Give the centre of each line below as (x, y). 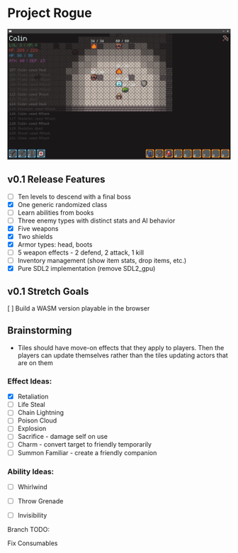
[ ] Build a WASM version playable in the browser (79, 308)
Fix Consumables (33, 543)
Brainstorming (40, 331)
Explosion (32, 429)
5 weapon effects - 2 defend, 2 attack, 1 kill (80, 252)
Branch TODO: (28, 530)
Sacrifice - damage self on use (63, 437)
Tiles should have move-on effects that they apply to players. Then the (121, 347)
